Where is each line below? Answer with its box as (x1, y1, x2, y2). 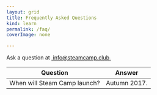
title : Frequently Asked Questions (6, 15, 97, 21)
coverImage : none (6, 32, 51, 38)
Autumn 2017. (106, 79, 148, 88)
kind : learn (6, 20, 37, 26)
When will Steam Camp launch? (9, 79, 100, 88)
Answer (115, 69, 139, 77)
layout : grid (6, 9, 40, 15)
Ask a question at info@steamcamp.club (6, 54, 110, 61)
